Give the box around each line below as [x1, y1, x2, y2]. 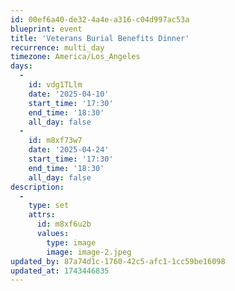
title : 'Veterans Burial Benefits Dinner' [10, 33, 190, 43]
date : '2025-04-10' [28, 89, 110, 99]
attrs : [28, 210, 56, 220]
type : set [28, 201, 70, 211]
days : [10, 61, 33, 71]
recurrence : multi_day [10, 42, 105, 53]
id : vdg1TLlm [28, 80, 83, 90]
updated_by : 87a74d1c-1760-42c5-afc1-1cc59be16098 [10, 256, 226, 266]
